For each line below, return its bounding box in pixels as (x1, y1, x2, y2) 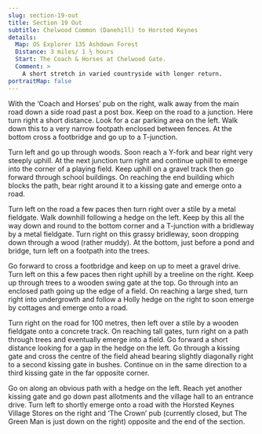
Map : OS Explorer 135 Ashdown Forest (15, 41, 139, 49)
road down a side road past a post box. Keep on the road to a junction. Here (8, 107, 253, 116)
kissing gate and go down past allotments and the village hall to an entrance (8, 392, 254, 401)
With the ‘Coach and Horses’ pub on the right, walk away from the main (8, 99, 239, 108)
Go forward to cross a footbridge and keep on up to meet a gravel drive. (8, 261, 241, 271)
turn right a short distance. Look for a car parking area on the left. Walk (8, 115, 238, 125)
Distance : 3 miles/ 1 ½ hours (15, 48, 114, 56)
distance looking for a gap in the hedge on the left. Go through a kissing (8, 343, 241, 352)
